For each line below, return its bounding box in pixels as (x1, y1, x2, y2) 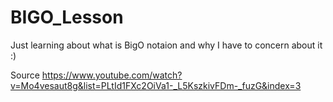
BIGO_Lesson (10, 6, 124, 29)
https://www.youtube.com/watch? (41, 69, 183, 81)
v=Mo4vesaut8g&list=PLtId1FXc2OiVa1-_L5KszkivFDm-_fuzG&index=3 (10, 79, 302, 91)
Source (10, 69, 40, 81)
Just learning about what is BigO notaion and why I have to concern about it (10, 39, 323, 51)
